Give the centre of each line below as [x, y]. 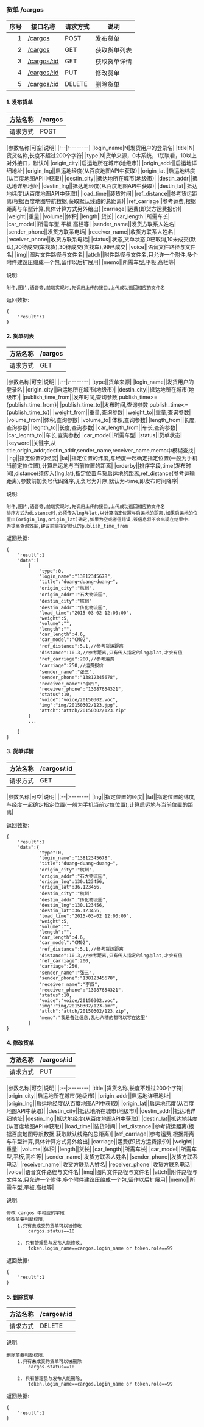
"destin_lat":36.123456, [70, 910]
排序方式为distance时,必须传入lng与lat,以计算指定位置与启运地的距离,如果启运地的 [100, 513]
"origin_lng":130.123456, [72, 882]
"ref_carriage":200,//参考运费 [76, 659]
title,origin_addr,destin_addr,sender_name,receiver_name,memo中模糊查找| [101, 450]
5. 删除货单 [20, 1296]
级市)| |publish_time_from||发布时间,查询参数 [62, 397]
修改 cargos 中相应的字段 [36, 1213]
